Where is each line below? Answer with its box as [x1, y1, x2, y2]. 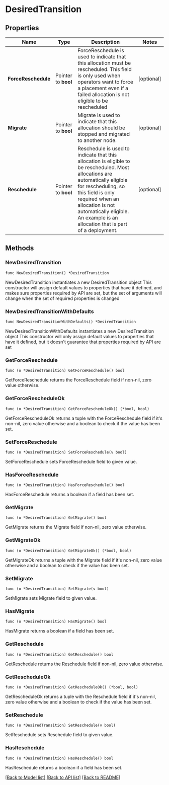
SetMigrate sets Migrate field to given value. [5, 595, 97, 601]
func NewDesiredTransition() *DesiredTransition [5, 270, 109, 275]
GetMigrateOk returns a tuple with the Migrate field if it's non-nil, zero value [5, 557, 162, 563]
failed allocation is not [77, 91, 130, 98]
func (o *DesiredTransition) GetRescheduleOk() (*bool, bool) [5, 684, 138, 690]
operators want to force [77, 78, 133, 85]
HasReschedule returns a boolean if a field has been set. [5, 764, 123, 770]
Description [91, 39, 120, 45]
